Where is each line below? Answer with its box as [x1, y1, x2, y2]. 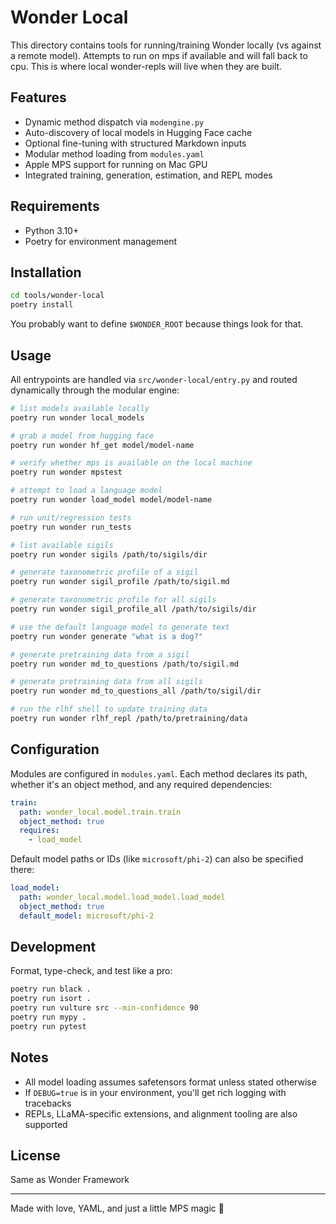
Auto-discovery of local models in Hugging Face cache [24, 126, 253, 138]
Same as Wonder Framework [10, 1174, 130, 1186]
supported [24, 1118, 68, 1130]
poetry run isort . [10, 994, 92, 1004]
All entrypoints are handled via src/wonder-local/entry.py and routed [10, 373, 298, 385]
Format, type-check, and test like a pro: [10, 965, 173, 977]
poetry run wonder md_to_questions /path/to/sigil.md [10, 659, 240, 669]
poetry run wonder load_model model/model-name [10, 495, 213, 505]
